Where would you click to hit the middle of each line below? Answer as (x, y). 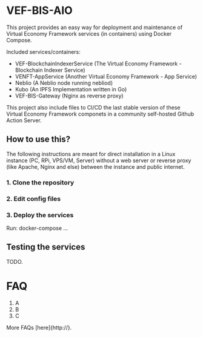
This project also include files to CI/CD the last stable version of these (93, 107)
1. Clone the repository (40, 182)
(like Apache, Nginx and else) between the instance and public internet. (95, 166)
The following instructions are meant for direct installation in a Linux (91, 154)
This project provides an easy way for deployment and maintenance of (95, 27)
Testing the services (46, 247)
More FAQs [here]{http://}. (39, 327)
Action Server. (24, 120)
